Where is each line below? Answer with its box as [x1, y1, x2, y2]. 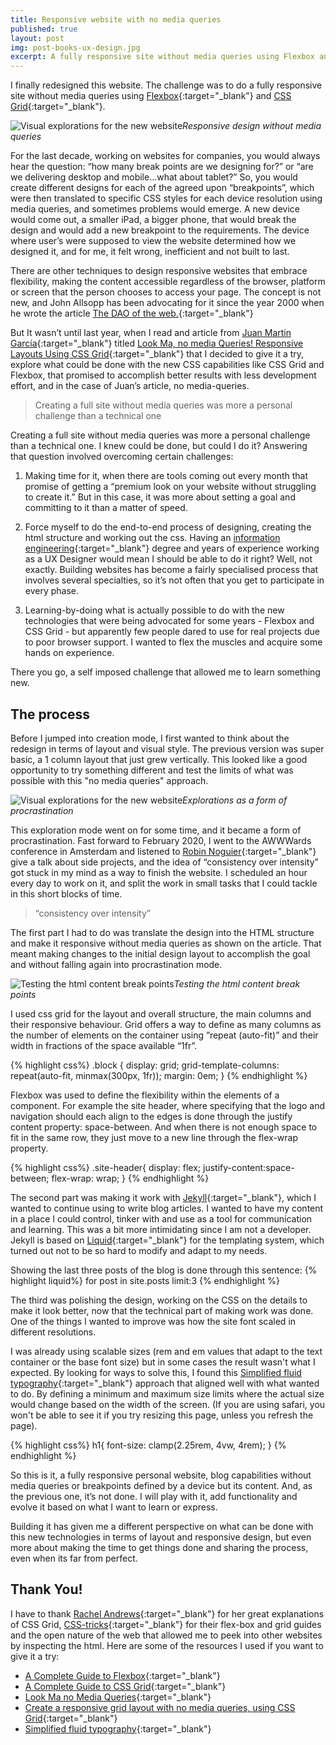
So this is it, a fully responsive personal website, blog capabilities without [10, 1469, 312, 1481]
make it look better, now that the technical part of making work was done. [10, 1304, 314, 1316]
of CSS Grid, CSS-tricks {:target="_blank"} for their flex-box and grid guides [10, 1618, 322, 1630]
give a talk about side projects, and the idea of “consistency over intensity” [10, 856, 319, 868]
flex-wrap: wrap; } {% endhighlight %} [51, 1172, 210, 1184]
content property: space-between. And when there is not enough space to [10, 1121, 318, 1133]
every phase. [24, 585, 80, 597]
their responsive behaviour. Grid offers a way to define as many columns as [10, 1018, 322, 1030]
